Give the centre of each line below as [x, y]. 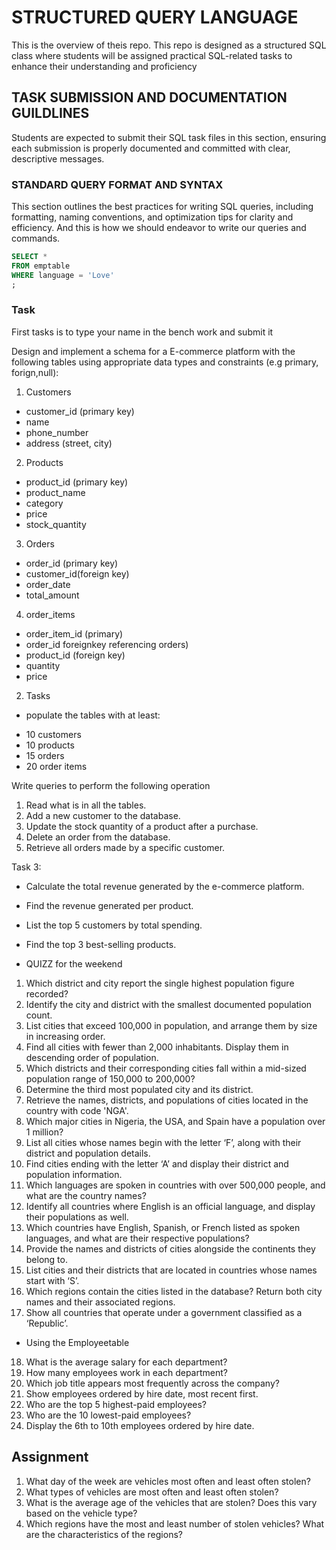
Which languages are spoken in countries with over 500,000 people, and [175, 1185]
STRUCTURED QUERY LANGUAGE [155, 17]
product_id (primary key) [77, 482]
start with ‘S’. [52, 1280]
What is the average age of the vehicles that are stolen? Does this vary [171, 1502]
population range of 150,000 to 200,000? [110, 1078]
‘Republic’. [47, 1323]
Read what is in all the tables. [86, 805]
